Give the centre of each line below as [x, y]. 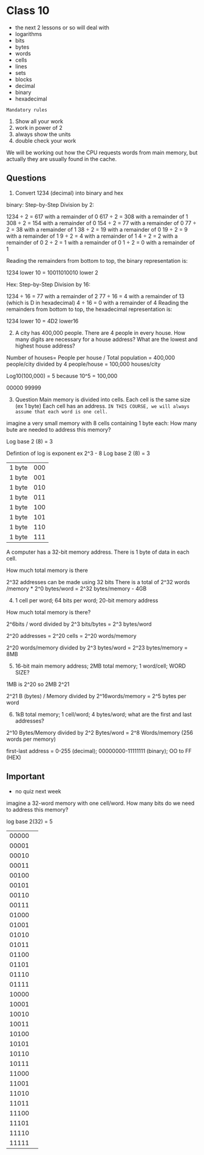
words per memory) [31, 739]
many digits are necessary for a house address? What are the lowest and [106, 339]
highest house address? [45, 346]
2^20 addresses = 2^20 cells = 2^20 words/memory [71, 635]
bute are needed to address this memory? [59, 429]
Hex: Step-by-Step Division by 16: [49, 284]
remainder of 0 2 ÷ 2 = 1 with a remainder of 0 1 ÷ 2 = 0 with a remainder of [101, 242]
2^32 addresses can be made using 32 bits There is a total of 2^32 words [98, 582]
